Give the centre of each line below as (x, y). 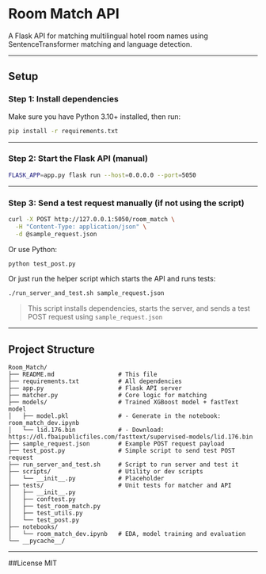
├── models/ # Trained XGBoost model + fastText (123, 402)
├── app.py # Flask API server (95, 388)
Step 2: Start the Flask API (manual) (78, 159)
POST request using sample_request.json (95, 317)
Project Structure (51, 349)
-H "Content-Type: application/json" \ (81, 227)
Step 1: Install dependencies (63, 99)
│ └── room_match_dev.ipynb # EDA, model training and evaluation (127, 534)
